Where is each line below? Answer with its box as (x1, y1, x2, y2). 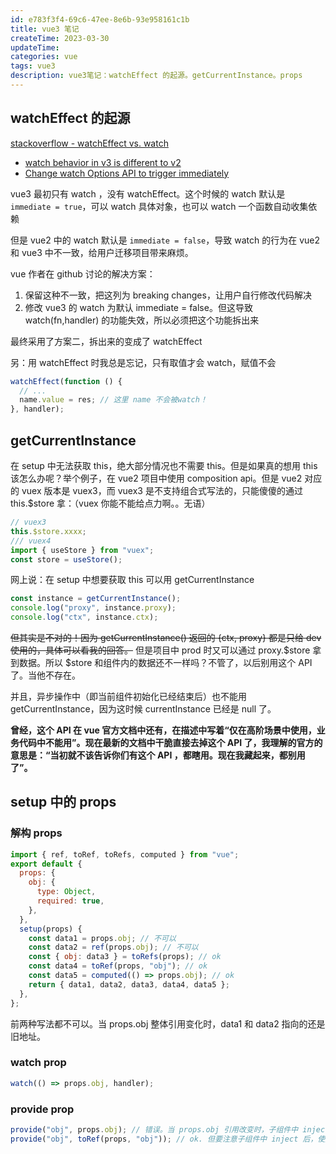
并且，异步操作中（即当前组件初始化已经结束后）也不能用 (10, 691, 247, 702)
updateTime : (10, 42, 60, 53)
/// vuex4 (10, 536, 52, 546)
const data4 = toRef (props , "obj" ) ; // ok (28, 961, 208, 971)
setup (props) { (19, 924, 83, 934)
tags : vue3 (10, 61, 56, 71)
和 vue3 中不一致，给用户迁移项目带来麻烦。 (10, 246, 194, 258)
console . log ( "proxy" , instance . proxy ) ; (10, 603, 177, 613)
